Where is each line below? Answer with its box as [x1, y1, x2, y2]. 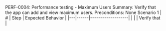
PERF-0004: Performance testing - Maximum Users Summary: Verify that [5, 4, 156, 10]
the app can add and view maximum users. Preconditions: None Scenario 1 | [5, 9, 162, 15]
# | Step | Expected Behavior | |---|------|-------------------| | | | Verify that [5, 15, 161, 20]
